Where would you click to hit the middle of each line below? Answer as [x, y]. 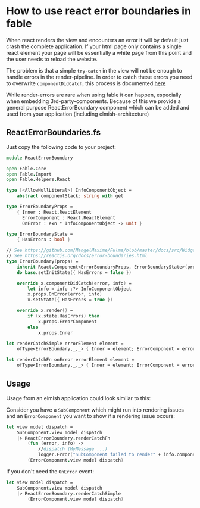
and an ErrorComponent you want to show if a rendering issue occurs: [91, 416]
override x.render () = [45, 311]
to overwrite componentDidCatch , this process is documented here [86, 83]
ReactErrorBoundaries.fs [54, 133]
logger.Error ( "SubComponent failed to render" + [99, 455]
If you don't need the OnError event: [50, 471]
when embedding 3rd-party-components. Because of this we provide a [94, 101]
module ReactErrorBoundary [40, 158]
